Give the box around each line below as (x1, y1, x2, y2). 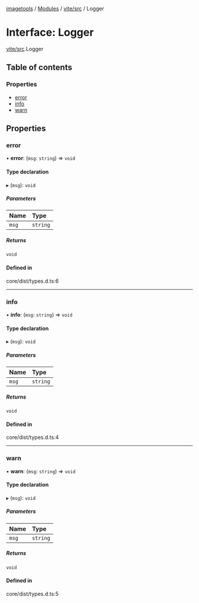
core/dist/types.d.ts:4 (6, 434, 59, 441)
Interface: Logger (6, 26, 94, 39)
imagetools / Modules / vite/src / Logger (6, 5, 105, 12)
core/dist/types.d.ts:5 (6, 590, 59, 597)
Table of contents (6, 62, 72, 73)
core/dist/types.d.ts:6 (6, 277, 59, 284)
